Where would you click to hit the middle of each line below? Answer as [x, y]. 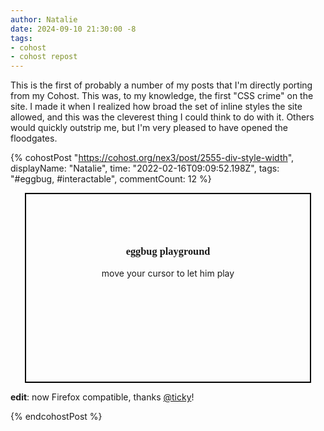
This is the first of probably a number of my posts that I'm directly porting [161, 85]
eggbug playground [168, 251]
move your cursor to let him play [168, 273]
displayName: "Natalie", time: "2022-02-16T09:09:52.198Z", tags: [145, 168]
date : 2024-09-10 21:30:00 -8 [73, 29]
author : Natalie [44, 19]
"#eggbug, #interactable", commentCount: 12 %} [111, 179]
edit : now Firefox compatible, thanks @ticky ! [102, 397]
